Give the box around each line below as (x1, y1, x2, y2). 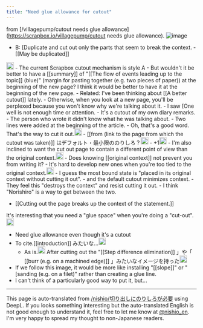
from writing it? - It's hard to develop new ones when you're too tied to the (6, 160, 192, 168)
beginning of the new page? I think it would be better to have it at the (6, 83, 178, 91)
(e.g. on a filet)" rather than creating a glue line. (38, 271, 157, 278)
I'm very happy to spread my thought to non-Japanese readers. (6, 315, 164, 322)
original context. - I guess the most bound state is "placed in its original (6, 169, 192, 176)
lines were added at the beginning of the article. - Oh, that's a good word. (6, 122, 189, 129)
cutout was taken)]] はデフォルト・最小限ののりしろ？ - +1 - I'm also (6, 139, 192, 146)
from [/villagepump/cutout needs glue (6, 25, 101, 33)
